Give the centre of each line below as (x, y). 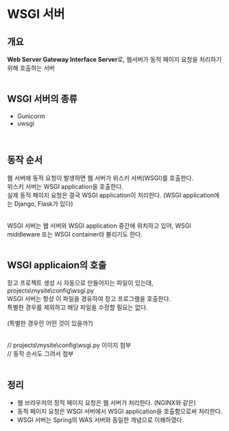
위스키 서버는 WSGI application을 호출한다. (65, 186)
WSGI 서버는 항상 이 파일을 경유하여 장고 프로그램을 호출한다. (89, 299)
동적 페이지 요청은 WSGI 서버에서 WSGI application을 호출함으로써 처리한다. (120, 411)
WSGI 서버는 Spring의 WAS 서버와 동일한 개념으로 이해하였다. (100, 420)
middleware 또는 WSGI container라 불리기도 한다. (75, 234)
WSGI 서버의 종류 (42, 99)
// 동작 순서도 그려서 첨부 (40, 354)
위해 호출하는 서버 (31, 68)
